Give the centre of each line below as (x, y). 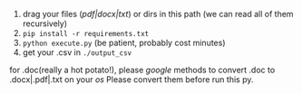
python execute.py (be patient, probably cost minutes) (124, 42)
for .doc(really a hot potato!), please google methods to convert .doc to (142, 70)
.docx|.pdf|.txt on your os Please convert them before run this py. (132, 80)
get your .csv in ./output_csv (77, 52)
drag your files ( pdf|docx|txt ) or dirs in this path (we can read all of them (158, 14)
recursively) (45, 23)
